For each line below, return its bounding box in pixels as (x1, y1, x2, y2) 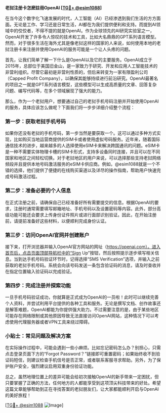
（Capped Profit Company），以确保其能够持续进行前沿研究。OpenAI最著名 (5, 75, 158, 81)
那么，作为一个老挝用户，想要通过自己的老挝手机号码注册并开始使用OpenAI (5, 99, 159, 104)
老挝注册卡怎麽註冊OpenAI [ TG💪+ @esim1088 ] (5, 5, 102, 10)
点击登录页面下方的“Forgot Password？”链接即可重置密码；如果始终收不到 (5, 351, 156, 357)
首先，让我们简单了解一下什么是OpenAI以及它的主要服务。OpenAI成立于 (5, 57, 153, 62)
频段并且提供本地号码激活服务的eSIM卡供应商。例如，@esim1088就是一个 (5, 161, 156, 167)
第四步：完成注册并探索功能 (5, 282, 71, 289)
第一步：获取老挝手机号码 (5, 118, 66, 125)
